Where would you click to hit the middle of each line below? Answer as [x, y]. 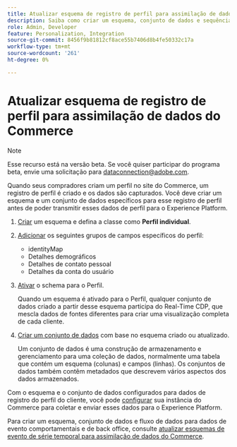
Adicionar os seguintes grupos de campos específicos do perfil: [111, 235]
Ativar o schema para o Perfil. [61, 285]
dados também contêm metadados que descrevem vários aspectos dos [122, 371]
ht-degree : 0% [28, 60]
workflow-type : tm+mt [39, 47]
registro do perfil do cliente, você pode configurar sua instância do [104, 400]
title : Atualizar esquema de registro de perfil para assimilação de [112, 14]
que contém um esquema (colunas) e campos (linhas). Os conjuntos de [121, 364]
